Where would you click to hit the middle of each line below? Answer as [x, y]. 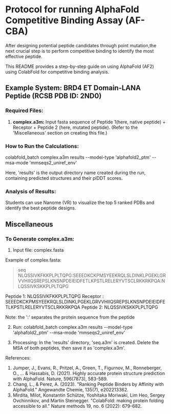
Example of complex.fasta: [33, 260]
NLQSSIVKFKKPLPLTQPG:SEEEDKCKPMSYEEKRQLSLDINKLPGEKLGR [92, 275]
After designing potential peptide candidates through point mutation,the [81, 45]
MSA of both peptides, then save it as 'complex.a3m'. [69, 348]
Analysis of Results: [31, 191]
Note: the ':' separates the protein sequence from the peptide [70, 317]
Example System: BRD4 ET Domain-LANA [73, 88]
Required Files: [24, 110]
